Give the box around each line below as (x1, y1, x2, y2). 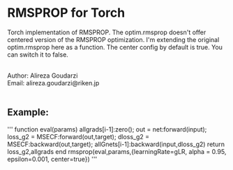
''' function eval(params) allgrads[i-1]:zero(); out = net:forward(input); (7, 125, 207, 134)
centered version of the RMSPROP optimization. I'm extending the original (7, 35, 220, 43)
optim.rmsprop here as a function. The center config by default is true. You (7, 43, 223, 51)
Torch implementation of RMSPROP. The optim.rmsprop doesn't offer (7, 28, 206, 36)
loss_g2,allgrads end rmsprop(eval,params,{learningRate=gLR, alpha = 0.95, (7, 147, 227, 155)
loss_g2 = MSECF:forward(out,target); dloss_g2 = (7, 132, 150, 141)
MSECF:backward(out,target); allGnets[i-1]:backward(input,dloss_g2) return (7, 140, 225, 148)
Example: (7, 106, 49, 118)
